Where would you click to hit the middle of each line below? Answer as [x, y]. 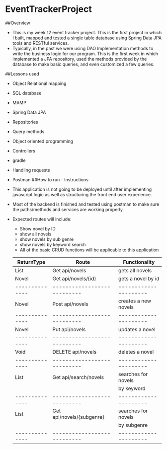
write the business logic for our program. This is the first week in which [85, 54]
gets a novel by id [139, 278]
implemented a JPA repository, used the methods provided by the [80, 59]
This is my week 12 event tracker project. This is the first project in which [87, 32]
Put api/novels [69, 329]
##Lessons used [22, 74]
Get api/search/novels [78, 377]
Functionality [139, 262]
